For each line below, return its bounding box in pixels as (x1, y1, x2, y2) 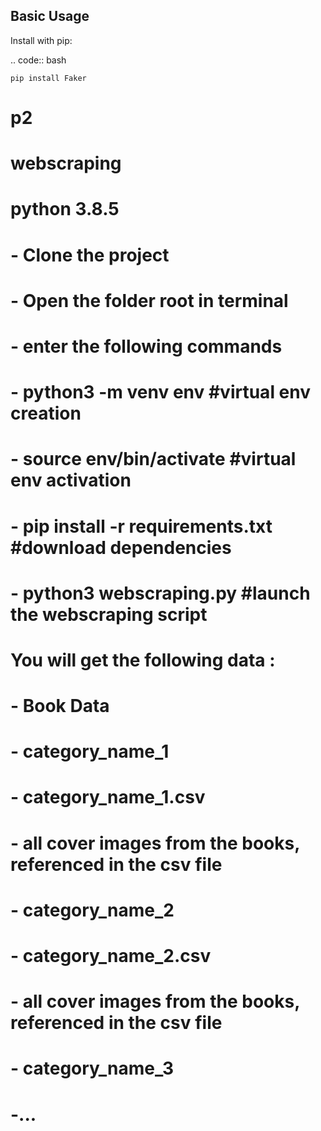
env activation (10, 469, 132, 492)
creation (10, 402, 82, 425)
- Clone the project (10, 244, 170, 266)
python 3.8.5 (10, 198, 120, 221)
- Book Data (10, 695, 110, 718)
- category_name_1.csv (10, 786, 206, 809)
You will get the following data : (10, 649, 276, 671)
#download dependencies (10, 536, 232, 559)
